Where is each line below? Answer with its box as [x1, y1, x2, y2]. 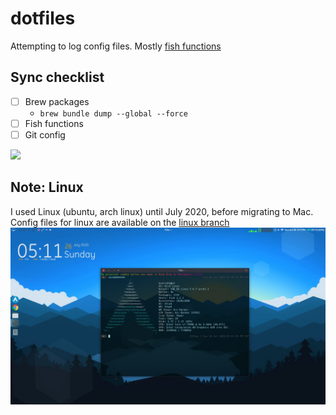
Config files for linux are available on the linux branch [10, 216, 230, 228]
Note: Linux [10, 179, 84, 196]
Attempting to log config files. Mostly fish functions [10, 40, 222, 52]
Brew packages [24, 95, 90, 107]
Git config [24, 128, 66, 141]
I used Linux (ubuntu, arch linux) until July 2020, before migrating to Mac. [10, 205, 314, 217]
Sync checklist [10, 69, 105, 86]
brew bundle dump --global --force [39, 108, 188, 119]
